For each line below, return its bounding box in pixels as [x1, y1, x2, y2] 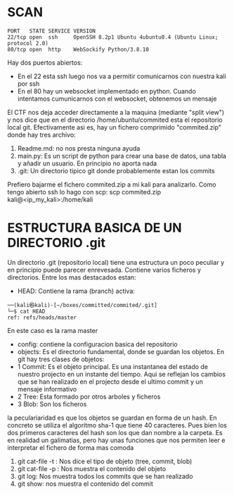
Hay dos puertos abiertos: [7, 58, 83, 67]
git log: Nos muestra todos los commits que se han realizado [17, 472, 193, 480]
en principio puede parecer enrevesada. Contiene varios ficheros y [7, 265, 202, 274]
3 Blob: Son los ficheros [17, 399, 87, 408]
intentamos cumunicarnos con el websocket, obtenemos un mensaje [17, 94, 217, 103]
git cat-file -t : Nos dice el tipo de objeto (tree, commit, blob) [17, 457, 193, 465]
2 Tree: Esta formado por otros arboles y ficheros [17, 392, 161, 401]
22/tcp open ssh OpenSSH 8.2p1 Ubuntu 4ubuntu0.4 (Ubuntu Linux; [7, 33, 219, 41]
